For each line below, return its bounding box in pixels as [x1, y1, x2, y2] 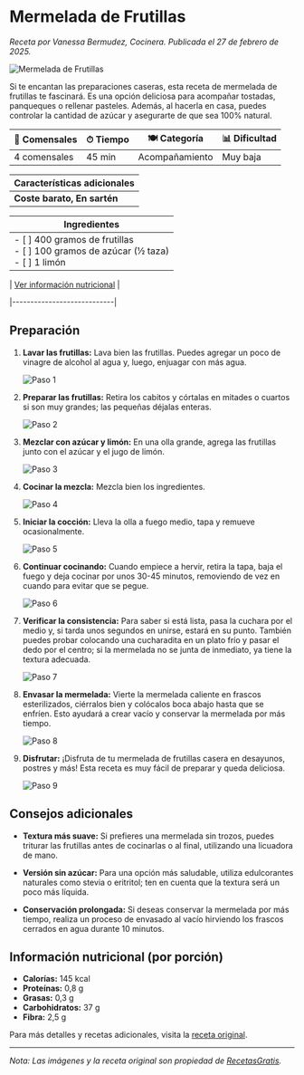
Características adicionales [14, 177, 135, 189]
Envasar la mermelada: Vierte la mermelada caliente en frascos [22, 688, 261, 699]
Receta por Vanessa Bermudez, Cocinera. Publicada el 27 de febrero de [9, 36, 279, 47]
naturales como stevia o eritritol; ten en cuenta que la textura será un [22, 877, 280, 888]
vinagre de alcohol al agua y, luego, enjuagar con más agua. [22, 356, 247, 368]
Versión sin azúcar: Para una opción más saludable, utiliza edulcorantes [22, 867, 294, 878]
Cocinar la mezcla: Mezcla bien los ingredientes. [22, 481, 205, 492]
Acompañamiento [138, 150, 214, 163]
